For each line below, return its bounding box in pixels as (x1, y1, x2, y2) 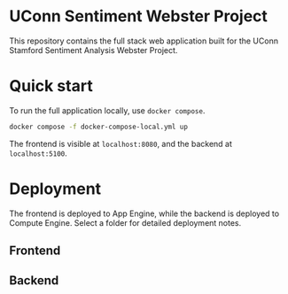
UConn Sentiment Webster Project (9, 6, 269, 27)
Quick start (9, 76, 93, 97)
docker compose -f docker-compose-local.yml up (9, 122, 189, 131)
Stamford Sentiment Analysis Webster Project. (9, 44, 178, 55)
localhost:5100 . (9, 148, 68, 159)
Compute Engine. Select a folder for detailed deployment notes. (9, 217, 242, 228)
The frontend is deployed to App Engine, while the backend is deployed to (9, 208, 280, 219)
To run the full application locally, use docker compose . (9, 104, 206, 116)
